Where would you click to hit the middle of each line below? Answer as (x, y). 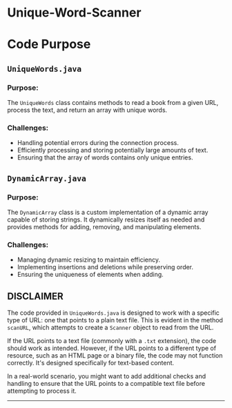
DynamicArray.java (47, 178)
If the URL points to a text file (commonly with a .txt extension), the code (112, 341)
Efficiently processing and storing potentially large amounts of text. (113, 150)
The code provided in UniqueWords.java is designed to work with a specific (113, 313)
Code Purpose (49, 45)
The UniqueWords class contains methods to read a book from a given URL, (113, 103)
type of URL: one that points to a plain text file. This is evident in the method (115, 320)
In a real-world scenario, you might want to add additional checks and (107, 376)
